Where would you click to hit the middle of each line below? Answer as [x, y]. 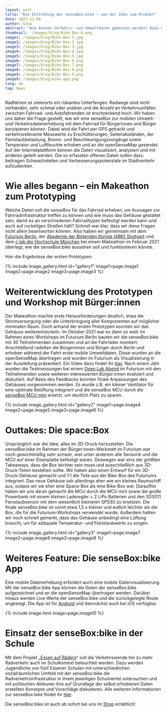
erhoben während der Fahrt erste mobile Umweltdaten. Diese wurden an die [83, 353]
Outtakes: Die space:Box [57, 430]
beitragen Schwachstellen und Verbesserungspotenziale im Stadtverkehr [80, 160]
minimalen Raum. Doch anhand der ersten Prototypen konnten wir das [77, 326]
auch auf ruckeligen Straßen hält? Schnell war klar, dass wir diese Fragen [80, 226]
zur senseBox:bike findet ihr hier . [39, 695]
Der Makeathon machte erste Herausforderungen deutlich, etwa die [75, 316]
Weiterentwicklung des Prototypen [79, 292]
